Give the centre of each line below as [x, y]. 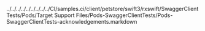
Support [64, 15]
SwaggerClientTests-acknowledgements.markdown [72, 22]
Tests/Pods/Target [30, 15]
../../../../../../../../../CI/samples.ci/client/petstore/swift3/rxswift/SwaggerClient [102, 9]
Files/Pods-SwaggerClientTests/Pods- [124, 15]
